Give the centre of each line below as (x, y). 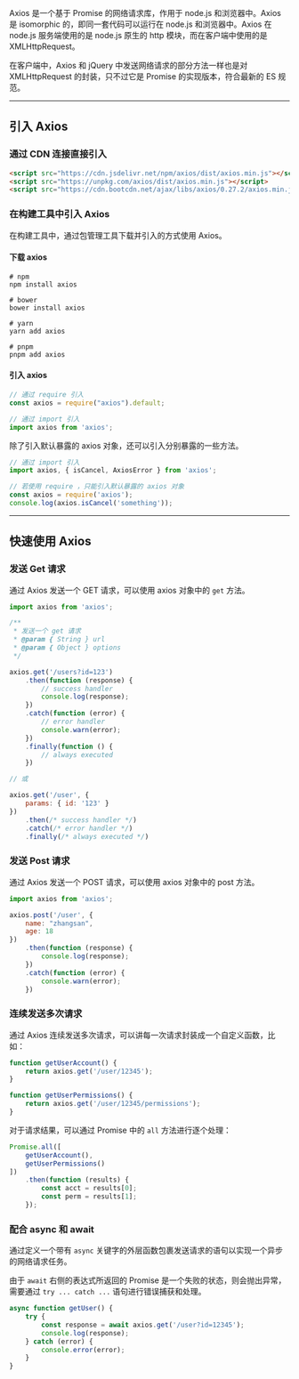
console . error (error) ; (83, 1350)
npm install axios (43, 284)
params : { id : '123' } (67, 803)
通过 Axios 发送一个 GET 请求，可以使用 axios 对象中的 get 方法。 (130, 590)
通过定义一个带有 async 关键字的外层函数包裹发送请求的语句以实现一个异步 (146, 1250)
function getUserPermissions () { (71, 1096)
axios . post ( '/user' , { (51, 915)
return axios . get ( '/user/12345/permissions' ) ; (113, 1104)
